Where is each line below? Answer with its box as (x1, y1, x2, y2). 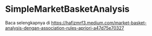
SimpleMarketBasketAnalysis (5, 3, 130, 15)
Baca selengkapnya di (5, 20, 51, 26)
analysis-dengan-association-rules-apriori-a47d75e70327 (5, 25, 124, 31)
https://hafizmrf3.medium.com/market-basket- (51, 20, 147, 26)
